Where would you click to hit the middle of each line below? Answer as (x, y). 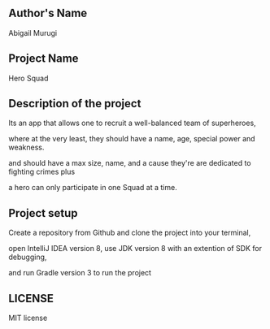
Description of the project (75, 104)
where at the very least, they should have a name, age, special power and (132, 139)
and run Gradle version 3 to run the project (80, 273)
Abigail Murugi (33, 32)
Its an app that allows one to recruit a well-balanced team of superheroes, (132, 123)
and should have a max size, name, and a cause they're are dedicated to (130, 163)
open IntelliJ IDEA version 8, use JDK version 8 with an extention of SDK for (135, 249)
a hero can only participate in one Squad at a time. (93, 188)
